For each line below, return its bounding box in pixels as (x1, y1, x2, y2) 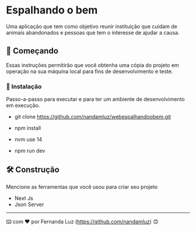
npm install (14, 125, 41, 132)
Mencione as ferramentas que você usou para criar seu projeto (6, 183, 158, 190)
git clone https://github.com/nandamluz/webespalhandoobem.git (14, 113, 171, 120)
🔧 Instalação (6, 82, 42, 91)
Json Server (14, 201, 44, 208)
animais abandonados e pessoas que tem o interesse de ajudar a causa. (6, 29, 180, 36)
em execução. (6, 102, 40, 109)
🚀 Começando (6, 46, 58, 56)
